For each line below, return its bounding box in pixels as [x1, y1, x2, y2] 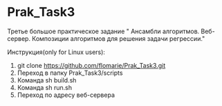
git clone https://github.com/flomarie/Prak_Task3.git [17, 61, 166, 69]
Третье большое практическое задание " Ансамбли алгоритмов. [7, 27, 200, 35]
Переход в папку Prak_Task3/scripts [17, 69, 123, 77]
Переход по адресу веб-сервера [17, 91, 115, 99]
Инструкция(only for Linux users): [7, 48, 106, 56]
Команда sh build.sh [17, 76, 77, 84]
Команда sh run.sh [17, 83, 73, 91]
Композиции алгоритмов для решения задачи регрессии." [32, 34, 205, 42]
